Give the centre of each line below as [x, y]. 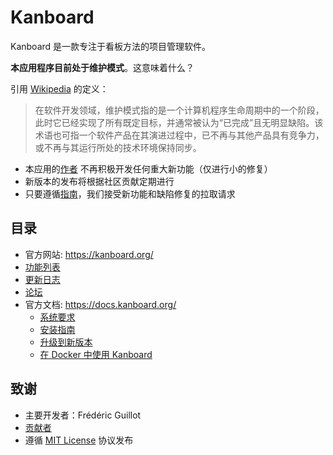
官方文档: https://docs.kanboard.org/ [100, 304]
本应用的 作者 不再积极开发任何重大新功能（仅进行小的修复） [148, 168]
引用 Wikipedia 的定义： [59, 88]
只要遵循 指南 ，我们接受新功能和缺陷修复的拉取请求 [130, 193]
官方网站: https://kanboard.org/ [89, 254]
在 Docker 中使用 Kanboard [96, 354]
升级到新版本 [66, 342]
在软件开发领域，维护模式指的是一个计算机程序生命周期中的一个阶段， [179, 110]
